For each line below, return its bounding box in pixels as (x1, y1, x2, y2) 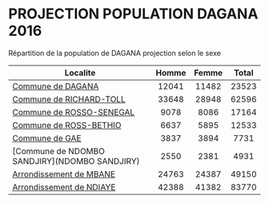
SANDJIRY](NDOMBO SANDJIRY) (12, 155, 140, 166)
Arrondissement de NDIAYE (12, 181, 116, 193)
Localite (64, 67, 96, 78)
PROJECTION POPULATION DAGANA (8, 5, 259, 23)
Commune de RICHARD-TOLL (12, 94, 126, 105)
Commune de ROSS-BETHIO (12, 119, 122, 130)
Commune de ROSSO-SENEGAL (12, 106, 135, 117)
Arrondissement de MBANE (12, 169, 116, 180)
